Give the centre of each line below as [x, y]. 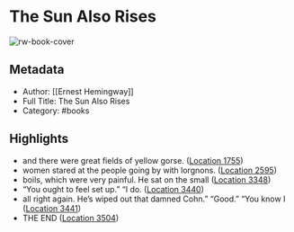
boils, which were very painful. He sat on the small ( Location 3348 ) [147, 179]
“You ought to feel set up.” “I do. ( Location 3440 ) [113, 189]
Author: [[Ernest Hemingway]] [78, 91]
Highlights [39, 139]
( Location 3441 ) [52, 208]
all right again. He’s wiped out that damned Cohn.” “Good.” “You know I [154, 199]
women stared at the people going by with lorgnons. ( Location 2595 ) [149, 170]
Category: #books [56, 111]
